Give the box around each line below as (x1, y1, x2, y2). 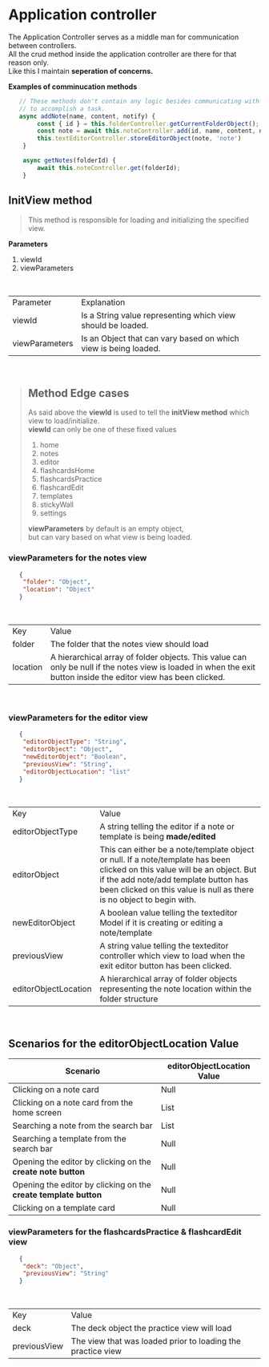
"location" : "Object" (22, 585, 94, 594)
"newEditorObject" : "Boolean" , (22, 753, 127, 761)
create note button (12, 1167, 86, 1178)
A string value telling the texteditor (99, 940, 229, 951)
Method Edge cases (27, 386, 130, 400)
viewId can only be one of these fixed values (27, 425, 177, 435)
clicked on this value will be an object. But (99, 863, 257, 875)
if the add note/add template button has (99, 874, 249, 885)
